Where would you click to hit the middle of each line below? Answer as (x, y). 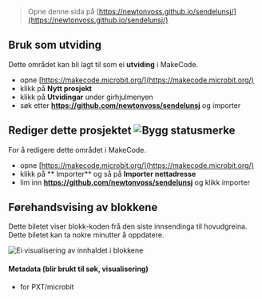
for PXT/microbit (47, 286)
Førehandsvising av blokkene (83, 207)
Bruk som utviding (55, 45)
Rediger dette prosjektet (70, 131)
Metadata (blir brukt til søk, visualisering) (79, 269)
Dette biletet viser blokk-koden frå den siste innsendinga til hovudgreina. (128, 226)
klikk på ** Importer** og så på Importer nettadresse (108, 173)
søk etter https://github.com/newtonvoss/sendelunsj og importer (130, 105)
